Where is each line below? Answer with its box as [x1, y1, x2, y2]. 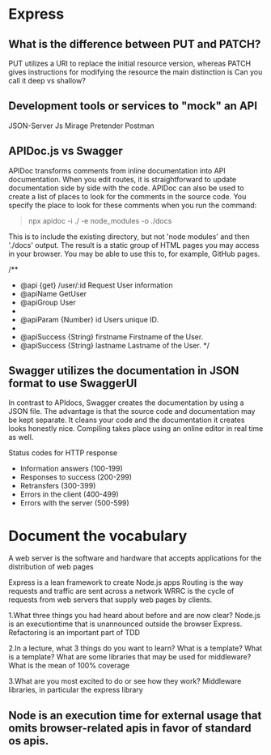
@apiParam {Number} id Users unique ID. [19, 314, 159, 324]
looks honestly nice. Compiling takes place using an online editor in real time [8, 424, 264, 433]
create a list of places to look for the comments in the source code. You [8, 191, 247, 201]
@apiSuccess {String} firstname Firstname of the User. [19, 331, 204, 341]
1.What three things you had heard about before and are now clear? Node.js [8, 611, 261, 621]
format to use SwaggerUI [8, 377, 138, 390]
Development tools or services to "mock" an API [8, 99, 257, 113]
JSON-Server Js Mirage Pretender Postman [8, 121, 155, 130]
